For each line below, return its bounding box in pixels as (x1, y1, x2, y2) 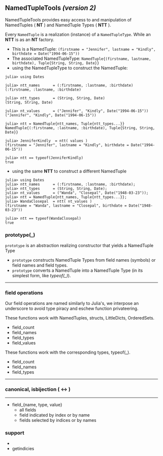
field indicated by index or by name (19, 412, 90, 418)
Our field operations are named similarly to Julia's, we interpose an (5, 301, 139, 306)
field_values (12, 340, 36, 346)
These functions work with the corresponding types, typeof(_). (5, 349, 130, 355)
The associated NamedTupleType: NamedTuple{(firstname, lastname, (12, 56, 151, 61)
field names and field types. (12, 263, 68, 268)
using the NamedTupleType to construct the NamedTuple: (12, 65, 128, 71)
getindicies (12, 446, 34, 451)
